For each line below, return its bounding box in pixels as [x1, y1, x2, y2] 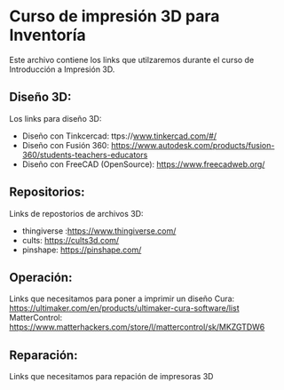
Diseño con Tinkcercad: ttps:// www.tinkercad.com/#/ [21, 131, 217, 141]
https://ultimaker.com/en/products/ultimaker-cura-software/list [9, 303, 240, 314]
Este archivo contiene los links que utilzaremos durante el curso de [9, 54, 255, 65]
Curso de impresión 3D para [9, 6, 220, 27]
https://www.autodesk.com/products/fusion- [110, 139, 275, 150]
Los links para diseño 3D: [9, 113, 102, 123]
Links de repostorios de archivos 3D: [9, 208, 144, 219]
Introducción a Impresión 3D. [9, 64, 115, 75]
